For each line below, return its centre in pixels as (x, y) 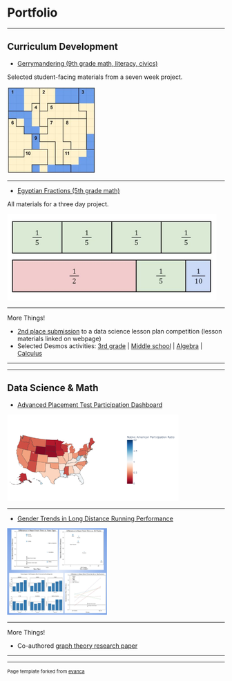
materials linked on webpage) (59, 338)
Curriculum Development (63, 47)
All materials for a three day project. (58, 204)
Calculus (30, 353)
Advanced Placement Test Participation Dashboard (90, 405)
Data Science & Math (53, 388)
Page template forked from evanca (46, 671)
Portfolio (32, 13)
